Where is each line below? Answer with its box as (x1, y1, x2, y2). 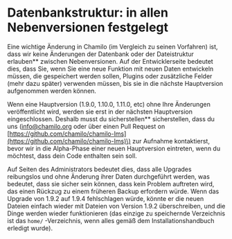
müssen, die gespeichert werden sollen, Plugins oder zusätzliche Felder (7, 71, 213, 80)
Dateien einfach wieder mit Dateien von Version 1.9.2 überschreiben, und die (7, 202, 226, 210)
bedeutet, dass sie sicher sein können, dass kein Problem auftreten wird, (7, 179, 215, 188)
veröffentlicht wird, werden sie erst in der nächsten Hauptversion (7, 107, 193, 116)
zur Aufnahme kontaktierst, (132, 136, 210, 145)
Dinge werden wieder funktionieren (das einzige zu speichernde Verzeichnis (7, 209, 226, 218)
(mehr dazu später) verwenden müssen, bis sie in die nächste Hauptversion (7, 79, 224, 87)
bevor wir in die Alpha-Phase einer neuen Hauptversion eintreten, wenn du (7, 144, 220, 152)
